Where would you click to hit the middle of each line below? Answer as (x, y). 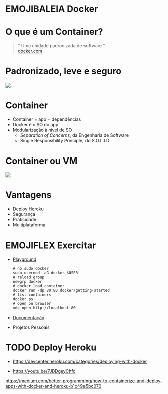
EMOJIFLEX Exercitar (51, 245)
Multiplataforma (29, 225)
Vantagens (28, 195)
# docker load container (38, 286)
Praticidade (24, 219)
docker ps (23, 299)
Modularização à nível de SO (42, 130)
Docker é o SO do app (35, 125)
